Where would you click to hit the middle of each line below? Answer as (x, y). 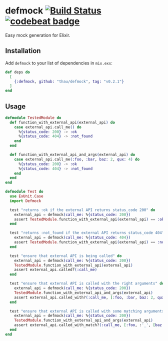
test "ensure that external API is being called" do (66, 256)
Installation (23, 51)
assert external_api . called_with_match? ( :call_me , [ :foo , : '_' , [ (85, 325)
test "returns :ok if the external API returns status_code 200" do (82, 210)
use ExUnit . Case (26, 196)
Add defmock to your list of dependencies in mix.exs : (59, 63)
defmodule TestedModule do (33, 117)
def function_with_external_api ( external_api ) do (62, 122)
